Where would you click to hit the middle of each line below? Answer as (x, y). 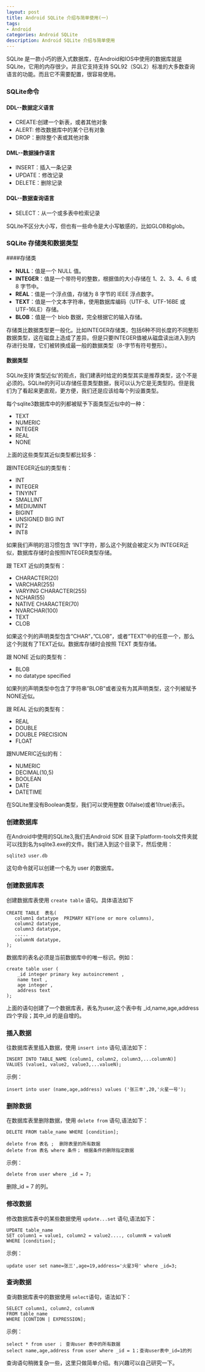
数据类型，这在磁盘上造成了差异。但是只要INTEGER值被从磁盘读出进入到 (98, 338)
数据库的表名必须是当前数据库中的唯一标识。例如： (71, 957)
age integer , (35, 985)
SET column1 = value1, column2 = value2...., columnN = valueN (89, 1235)
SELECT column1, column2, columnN (50, 1308)
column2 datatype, (38, 924)
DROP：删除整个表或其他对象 (52, 138)
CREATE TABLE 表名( (32, 913)
